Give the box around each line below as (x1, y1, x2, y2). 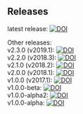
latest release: (7, 24, 49, 33)
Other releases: (7, 38, 52, 47)
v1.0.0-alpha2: (7, 91, 49, 99)
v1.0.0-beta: (7, 83, 42, 91)
